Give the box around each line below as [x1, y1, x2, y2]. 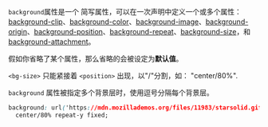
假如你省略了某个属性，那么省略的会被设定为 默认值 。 [8, 54, 183, 63]
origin [8, 27, 28, 36]
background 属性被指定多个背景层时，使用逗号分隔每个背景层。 [8, 88, 214, 97]
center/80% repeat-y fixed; [15, 111, 109, 119]
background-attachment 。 [8, 37, 96, 46]
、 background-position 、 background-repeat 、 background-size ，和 [26, 27, 251, 36]
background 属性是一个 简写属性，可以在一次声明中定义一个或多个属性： [8, 7, 242, 16]
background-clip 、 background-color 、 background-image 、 [8, 17, 206, 26]
